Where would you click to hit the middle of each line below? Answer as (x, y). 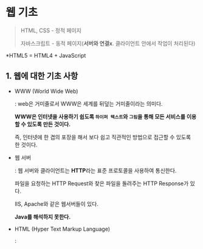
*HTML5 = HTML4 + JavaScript (46, 55)
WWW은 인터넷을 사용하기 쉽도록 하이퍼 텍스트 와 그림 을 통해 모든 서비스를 (100, 117)
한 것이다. (26, 145)
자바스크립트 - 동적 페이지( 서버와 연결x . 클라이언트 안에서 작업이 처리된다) (108, 43)
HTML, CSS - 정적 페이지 (51, 30)
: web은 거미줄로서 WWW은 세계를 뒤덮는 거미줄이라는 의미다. (88, 103)
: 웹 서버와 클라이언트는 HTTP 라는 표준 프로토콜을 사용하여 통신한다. (95, 170)
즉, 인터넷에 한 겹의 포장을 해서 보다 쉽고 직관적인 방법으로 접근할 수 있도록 (103, 137)
